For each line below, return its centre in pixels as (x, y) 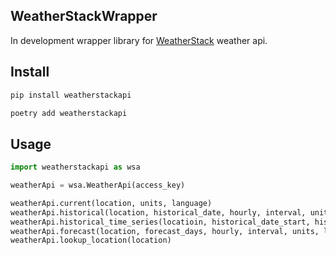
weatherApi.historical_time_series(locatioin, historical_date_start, (160, 222)
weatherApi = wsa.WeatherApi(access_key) (98, 185)
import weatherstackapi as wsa (75, 167)
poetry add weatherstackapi (69, 113)
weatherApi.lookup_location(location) (91, 240)
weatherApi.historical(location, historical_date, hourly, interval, (158, 212)
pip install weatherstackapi (71, 95)
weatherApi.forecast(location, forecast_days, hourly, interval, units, (165, 231)
